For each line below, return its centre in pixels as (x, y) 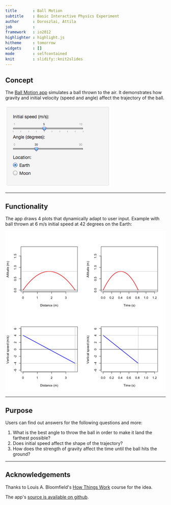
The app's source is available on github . (47, 497)
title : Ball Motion (34, 11)
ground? (21, 454)
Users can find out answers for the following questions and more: (74, 423)
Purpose (19, 410)
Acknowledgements (38, 475)
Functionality (27, 206)
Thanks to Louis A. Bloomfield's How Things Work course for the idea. (79, 487)
